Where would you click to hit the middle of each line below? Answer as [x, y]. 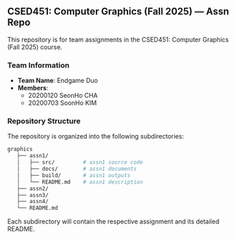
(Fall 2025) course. [35, 47]
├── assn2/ [33, 188]
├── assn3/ [33, 195]
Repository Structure [44, 121]
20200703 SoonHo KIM [62, 103]
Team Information [38, 65]
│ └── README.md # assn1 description [80, 182]
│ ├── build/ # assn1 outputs [74, 175]
